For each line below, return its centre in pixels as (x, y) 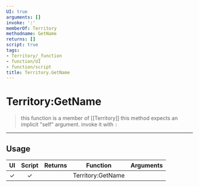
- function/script (29, 67)
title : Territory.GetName (38, 72)
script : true (22, 45)
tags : (13, 50)
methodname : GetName (32, 34)
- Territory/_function (34, 56)
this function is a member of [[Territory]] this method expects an (99, 118)
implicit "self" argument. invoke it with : (69, 125)
